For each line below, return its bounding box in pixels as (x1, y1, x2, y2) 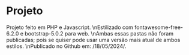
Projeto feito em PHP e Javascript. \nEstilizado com (6, 24, 134, 31)
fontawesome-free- (134, 24, 184, 31)
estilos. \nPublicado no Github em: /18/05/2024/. (6, 43, 127, 50)
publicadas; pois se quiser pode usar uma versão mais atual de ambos (6, 36, 181, 43)
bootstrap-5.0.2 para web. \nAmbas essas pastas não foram (25, 30, 174, 37)
